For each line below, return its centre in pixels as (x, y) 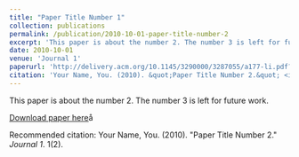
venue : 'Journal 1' (45, 59)
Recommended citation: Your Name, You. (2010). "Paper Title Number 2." (143, 135)
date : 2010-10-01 (41, 51)
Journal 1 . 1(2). (36, 144)
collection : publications (57, 26)
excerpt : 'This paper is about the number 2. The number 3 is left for (145, 42)
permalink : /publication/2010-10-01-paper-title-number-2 (119, 34)
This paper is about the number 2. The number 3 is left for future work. (139, 100)
